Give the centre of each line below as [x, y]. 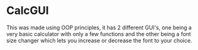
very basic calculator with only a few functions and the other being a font [99, 34]
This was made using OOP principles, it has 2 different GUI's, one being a [99, 27]
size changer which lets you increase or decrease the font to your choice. [99, 40]
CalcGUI [28, 11]
